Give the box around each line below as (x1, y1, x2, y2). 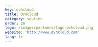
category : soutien (5, 16, 43, 21)
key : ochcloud (5, 7, 34, 12)
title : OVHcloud (5, 12, 38, 17)
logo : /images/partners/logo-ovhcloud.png (5, 25, 93, 30)
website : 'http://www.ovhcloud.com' (5, 30, 80, 35)
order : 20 (5, 21, 25, 26)
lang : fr (5, 35, 23, 40)
